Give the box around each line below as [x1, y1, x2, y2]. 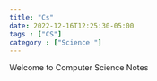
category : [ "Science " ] [9, 37, 102, 47]
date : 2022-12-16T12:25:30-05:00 [9, 21, 135, 30]
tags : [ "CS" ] [9, 29, 63, 38]
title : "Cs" [9, 12, 54, 22]
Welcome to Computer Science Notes [9, 62, 149, 73]
